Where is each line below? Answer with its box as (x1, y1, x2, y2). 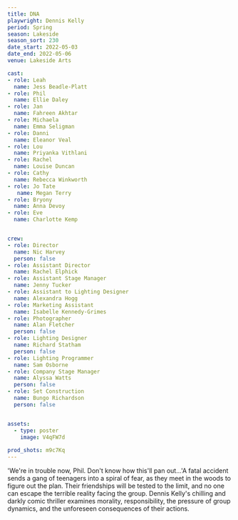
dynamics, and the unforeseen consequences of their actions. (7, 504, 190, 513)
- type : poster (14, 426, 59, 434)
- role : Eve (7, 209, 43, 216)
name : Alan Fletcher (14, 321, 75, 329)
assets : (7, 420, 31, 427)
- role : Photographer (7, 315, 72, 322)
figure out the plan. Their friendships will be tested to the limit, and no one (7, 481, 224, 490)
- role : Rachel (7, 156, 53, 164)
